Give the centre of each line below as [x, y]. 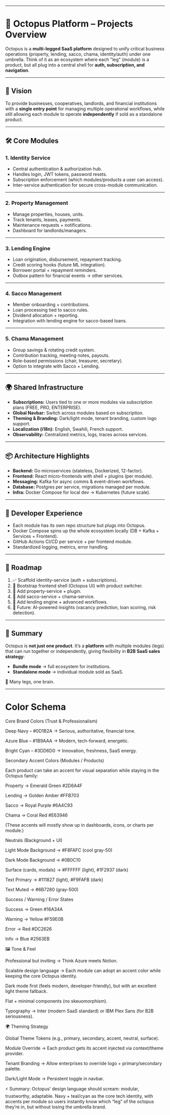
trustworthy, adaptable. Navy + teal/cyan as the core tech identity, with [79, 1096]
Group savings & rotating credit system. [54, 350]
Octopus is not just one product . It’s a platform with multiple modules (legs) [85, 646]
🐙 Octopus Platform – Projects [69, 24]
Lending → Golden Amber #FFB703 [42, 795]
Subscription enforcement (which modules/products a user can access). [88, 180]
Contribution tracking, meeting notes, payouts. [61, 355]
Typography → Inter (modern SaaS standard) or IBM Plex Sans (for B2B [80, 1011]
